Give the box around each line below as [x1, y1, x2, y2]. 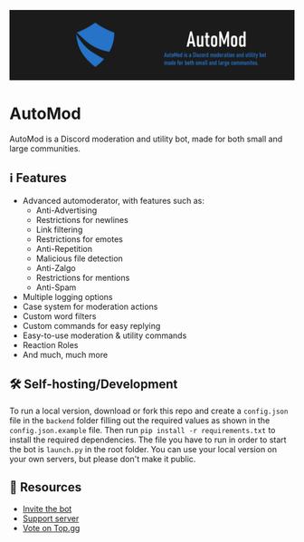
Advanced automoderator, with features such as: [22, 195, 205, 206]
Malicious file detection [35, 253, 124, 264]
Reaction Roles [22, 339, 79, 350]
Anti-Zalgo [35, 262, 76, 273]
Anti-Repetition [35, 243, 93, 254]
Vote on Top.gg [22, 523, 81, 534]
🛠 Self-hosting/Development [9, 377, 178, 392]
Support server [22, 513, 80, 524]
